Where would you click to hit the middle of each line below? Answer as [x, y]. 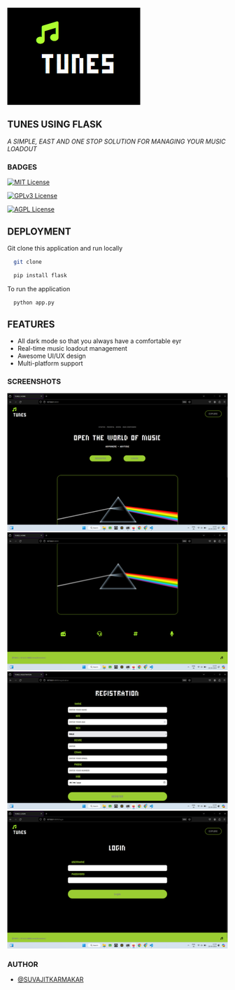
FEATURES [31, 324]
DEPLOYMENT [39, 231]
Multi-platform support [50, 363]
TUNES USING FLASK [55, 124]
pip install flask [41, 275]
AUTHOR [23, 964]
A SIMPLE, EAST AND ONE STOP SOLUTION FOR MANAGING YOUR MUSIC [116, 141]
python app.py [34, 302]
